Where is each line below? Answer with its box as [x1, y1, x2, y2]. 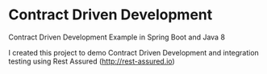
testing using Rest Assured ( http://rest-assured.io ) [8, 56, 175, 66]
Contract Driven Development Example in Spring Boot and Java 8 [8, 32, 226, 42]
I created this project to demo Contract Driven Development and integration [8, 47, 260, 57]
